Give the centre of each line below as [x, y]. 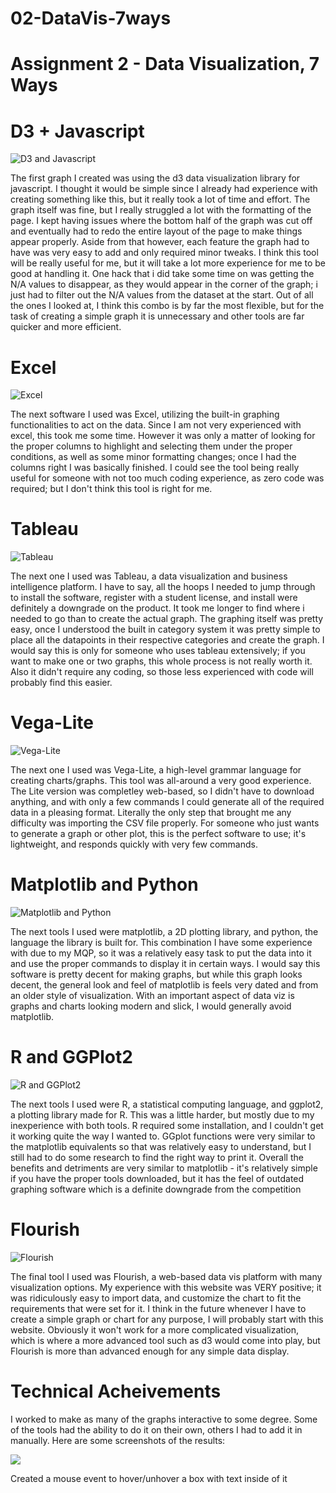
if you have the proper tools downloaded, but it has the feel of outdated [157, 1178]
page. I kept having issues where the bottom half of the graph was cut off [161, 221]
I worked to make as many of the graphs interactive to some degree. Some [164, 1419]
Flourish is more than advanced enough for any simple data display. [150, 1351]
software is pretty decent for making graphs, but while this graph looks [156, 974]
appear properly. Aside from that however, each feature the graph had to [160, 242]
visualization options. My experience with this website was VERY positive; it [166, 1287]
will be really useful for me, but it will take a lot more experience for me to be [168, 263]
